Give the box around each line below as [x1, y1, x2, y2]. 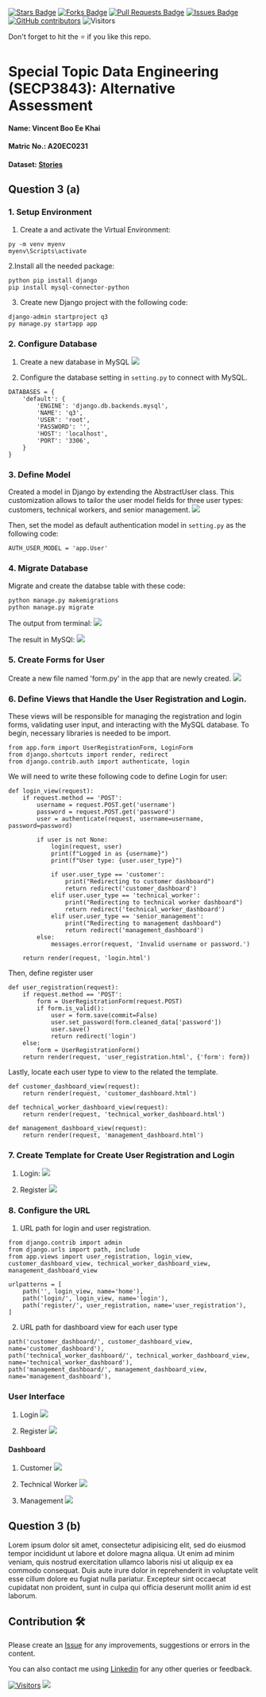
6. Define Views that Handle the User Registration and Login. [8, 693, 247, 704]
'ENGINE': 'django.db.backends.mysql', [37, 402, 169, 410]
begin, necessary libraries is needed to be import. [8, 728, 171, 738]
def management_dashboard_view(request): [8, 1125, 148, 1133]
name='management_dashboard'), [8, 1372, 112, 1380]
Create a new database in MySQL [19, 357, 129, 366]
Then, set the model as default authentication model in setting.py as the [8, 521, 246, 530]
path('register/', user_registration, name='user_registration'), [22, 1301, 247, 1309]
